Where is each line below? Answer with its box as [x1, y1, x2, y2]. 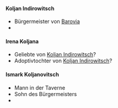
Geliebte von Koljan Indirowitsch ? [14, 51, 97, 58]
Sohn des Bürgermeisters [14, 90, 77, 97]
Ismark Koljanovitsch [5, 71, 59, 78]
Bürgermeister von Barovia [14, 18, 80, 25]
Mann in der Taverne [14, 84, 66, 91]
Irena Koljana [5, 37, 39, 45]
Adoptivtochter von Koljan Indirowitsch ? [14, 57, 113, 65]
